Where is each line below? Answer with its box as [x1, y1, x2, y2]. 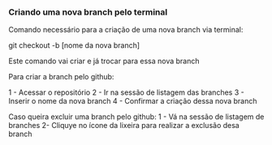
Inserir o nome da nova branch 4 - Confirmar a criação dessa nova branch [8, 96, 257, 106]
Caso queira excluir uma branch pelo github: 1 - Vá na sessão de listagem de [8, 112, 265, 122]
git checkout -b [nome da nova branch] [8, 41, 140, 50]
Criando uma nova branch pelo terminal [8, 6, 168, 18]
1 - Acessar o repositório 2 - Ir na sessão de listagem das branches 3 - [8, 87, 245, 97]
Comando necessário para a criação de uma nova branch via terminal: [8, 25, 244, 35]
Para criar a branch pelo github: [8, 72, 114, 82]
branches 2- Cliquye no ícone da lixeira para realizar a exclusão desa [8, 121, 240, 130]
